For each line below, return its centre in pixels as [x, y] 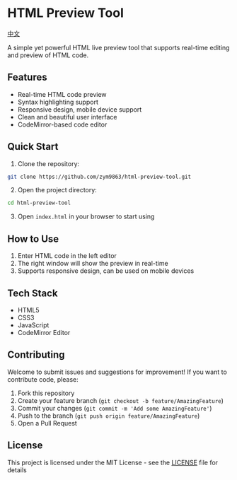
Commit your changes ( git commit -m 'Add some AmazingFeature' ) [115, 408]
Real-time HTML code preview [62, 94]
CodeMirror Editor [44, 332]
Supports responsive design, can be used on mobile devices [106, 271]
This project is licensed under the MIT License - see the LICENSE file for [112, 462]
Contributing [36, 355]
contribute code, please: [43, 379]
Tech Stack [33, 293]
